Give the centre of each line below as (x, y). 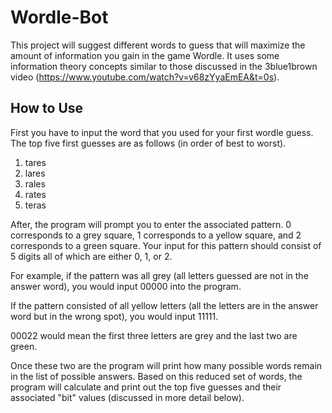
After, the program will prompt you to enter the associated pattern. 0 (151, 224)
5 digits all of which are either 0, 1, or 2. (91, 256)
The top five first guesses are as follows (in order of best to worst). (148, 143)
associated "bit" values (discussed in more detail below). (127, 397)
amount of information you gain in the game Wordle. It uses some (145, 55)
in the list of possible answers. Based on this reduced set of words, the (156, 376)
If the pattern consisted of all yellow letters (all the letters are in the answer (164, 305)
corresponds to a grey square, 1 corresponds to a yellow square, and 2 (156, 235)
